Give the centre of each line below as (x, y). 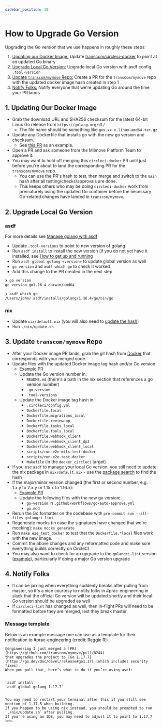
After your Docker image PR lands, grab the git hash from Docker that (81, 353)
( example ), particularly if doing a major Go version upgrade (71, 559)
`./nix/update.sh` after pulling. (40, 712)
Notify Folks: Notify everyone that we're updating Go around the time (81, 87)
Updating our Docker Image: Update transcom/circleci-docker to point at (84, 56)
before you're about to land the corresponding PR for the (69, 166)
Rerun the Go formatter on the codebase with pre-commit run (73, 513)
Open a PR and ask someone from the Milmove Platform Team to (76, 150)
